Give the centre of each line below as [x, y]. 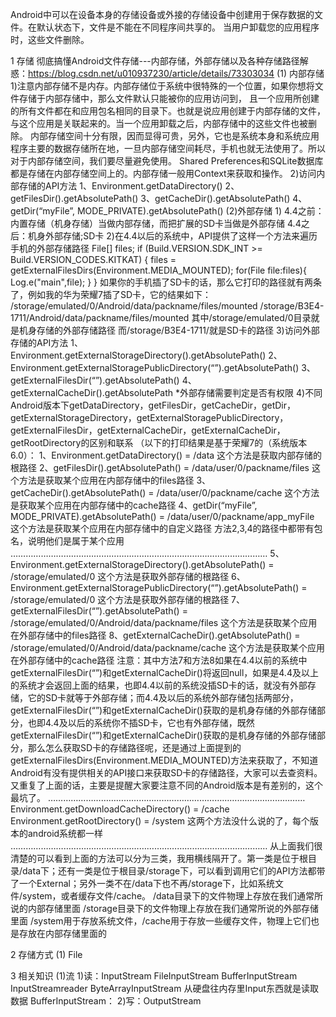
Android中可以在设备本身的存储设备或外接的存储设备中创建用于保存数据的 [162, 14]
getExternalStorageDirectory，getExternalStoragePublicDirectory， [149, 417]
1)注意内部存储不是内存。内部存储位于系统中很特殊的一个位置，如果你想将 [162, 86]
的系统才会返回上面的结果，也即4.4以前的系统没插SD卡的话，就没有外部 [159, 685]
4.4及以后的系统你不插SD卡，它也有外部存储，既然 [149, 722]
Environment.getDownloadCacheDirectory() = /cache [120, 809]
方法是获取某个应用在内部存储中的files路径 [106, 480]
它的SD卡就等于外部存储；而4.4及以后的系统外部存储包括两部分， [163, 697]
